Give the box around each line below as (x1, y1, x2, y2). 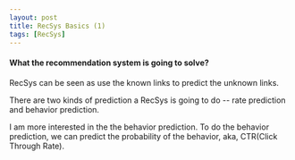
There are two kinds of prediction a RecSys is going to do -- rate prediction (9, 95, 286, 105)
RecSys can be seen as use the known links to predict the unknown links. (9, 77, 280, 88)
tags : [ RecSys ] (9, 29, 66, 38)
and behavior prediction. (9, 104, 100, 114)
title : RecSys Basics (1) (9, 21, 105, 30)
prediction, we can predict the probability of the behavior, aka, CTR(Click (9, 131, 278, 141)
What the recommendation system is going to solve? (9, 57, 210, 68)
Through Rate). (9, 140, 65, 151)
